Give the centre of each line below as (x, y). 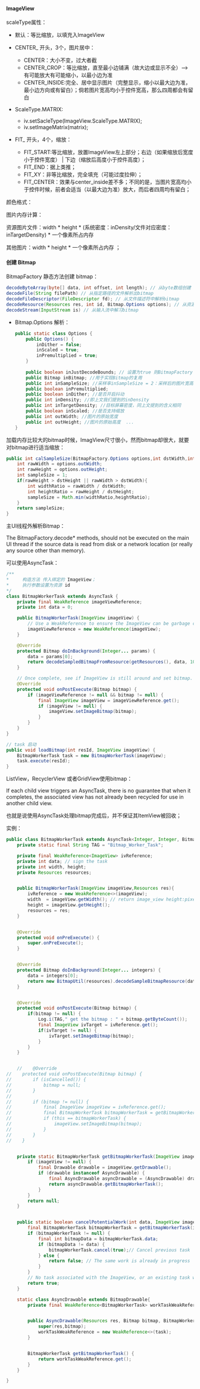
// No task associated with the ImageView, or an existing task (109, 1278)
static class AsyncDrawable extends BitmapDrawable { (84, 1299)
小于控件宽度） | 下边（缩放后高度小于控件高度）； (85, 160)
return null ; (44, 1201)
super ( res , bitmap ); (62, 1326)
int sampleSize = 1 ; (42, 475)
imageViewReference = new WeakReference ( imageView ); (94, 629)
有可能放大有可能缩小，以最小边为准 (68, 75)
